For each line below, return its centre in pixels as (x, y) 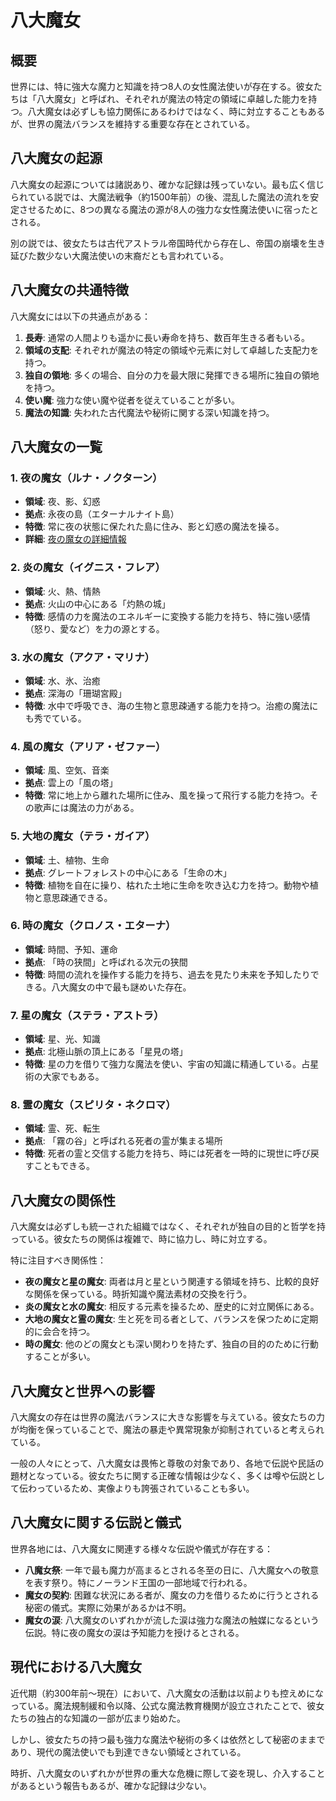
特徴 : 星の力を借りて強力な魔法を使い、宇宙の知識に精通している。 (163, 1064)
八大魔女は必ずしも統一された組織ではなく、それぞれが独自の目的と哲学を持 (168, 1227)
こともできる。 (64, 1166)
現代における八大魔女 (76, 1667)
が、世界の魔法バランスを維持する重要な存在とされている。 (133, 124)
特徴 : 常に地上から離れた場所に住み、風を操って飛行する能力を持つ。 (167, 795)
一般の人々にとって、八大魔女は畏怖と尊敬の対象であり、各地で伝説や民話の (167, 1463)
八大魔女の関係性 (63, 1200)
